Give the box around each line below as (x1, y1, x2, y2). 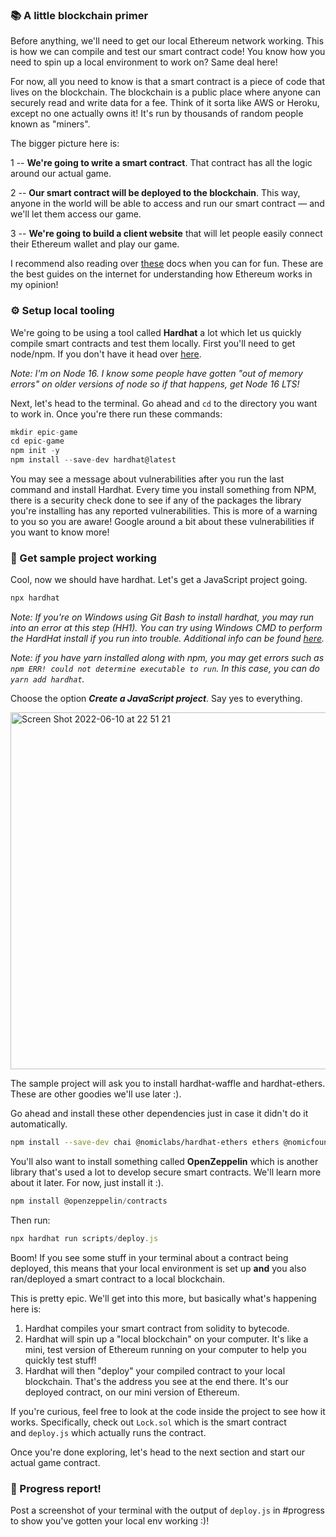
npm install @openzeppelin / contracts (10, 1196, 168, 1207)
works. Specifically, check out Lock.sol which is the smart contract (10, 1416, 287, 1428)
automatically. (10, 1118, 68, 1130)
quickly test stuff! (24, 1354, 97, 1366)
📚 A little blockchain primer (10, 8, 149, 22)
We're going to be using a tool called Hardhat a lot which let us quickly (10, 326, 302, 338)
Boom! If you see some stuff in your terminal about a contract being (10, 1251, 289, 1263)
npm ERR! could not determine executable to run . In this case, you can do (10, 663, 320, 675)
